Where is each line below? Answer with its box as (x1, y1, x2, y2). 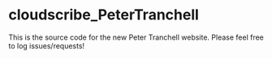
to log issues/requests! (8, 40, 85, 50)
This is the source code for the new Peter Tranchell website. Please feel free (8, 32, 264, 42)
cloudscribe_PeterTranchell (8, 6, 199, 24)
